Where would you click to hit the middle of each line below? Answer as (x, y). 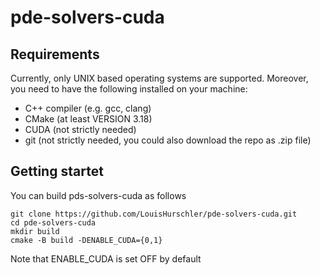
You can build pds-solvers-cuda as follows (98, 195)
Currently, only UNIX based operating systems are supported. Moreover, (159, 78)
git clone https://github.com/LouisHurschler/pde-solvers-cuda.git (154, 214)
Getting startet (57, 171)
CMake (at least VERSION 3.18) (88, 119)
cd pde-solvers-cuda (53, 222)
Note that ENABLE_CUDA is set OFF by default (106, 258)
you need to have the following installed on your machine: (129, 89)
